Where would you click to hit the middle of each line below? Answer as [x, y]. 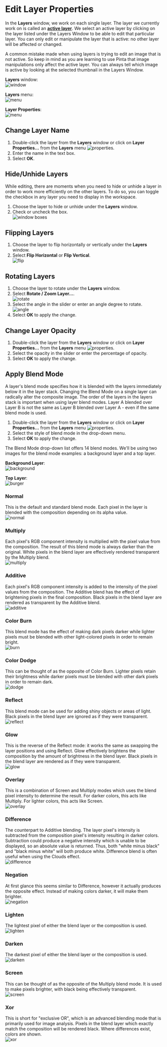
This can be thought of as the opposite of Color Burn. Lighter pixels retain [81, 671]
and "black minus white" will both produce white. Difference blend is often [81, 851]
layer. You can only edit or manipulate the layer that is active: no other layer [82, 39]
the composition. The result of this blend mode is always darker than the [79, 547]
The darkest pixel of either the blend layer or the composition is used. [76, 955]
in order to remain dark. [29, 682]
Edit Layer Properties [49, 9]
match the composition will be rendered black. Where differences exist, [78, 1029]
